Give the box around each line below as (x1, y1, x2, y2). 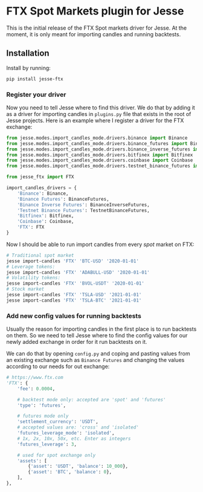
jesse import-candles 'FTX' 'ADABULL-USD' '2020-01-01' (6, 269, 150, 276)
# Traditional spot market (6, 252, 74, 258)
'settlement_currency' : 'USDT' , (17, 419, 98, 425)
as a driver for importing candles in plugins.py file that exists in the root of (6, 110, 192, 117)
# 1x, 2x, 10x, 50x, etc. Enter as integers (17, 435, 131, 442)
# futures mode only (17, 413, 69, 419)
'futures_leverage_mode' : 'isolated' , (17, 430, 115, 436)
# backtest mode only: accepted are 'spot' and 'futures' (17, 397, 166, 403)
